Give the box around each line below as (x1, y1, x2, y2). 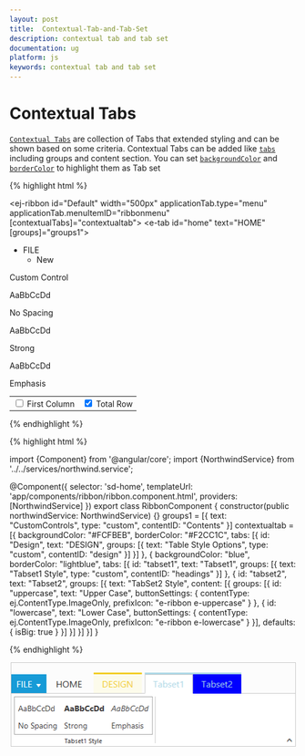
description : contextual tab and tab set (9, 34, 169, 43)
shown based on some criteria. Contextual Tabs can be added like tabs (9, 142, 276, 154)
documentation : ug (9, 44, 79, 53)
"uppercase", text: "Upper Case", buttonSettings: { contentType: (9, 588, 250, 599)
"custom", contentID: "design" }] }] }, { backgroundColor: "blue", (9, 549, 250, 560)
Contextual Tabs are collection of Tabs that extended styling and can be (9, 133, 280, 144)
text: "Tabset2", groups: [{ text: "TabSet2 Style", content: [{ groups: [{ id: (9, 578, 282, 589)
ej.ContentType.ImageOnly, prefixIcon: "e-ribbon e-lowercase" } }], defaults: (9, 616, 296, 628)
